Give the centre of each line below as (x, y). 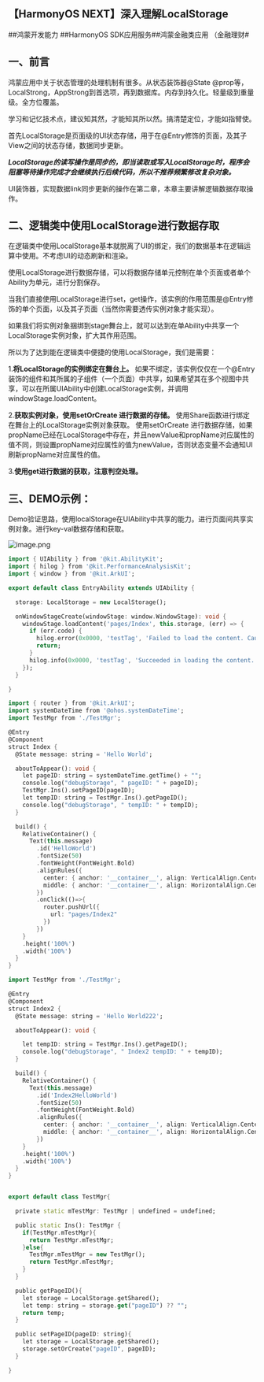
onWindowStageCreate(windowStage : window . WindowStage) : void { (121, 617)
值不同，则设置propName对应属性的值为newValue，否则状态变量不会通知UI (130, 445)
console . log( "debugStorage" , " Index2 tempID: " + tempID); (123, 1052)
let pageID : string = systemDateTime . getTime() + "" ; (112, 776)
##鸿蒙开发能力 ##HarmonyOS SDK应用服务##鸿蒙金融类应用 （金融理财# (129, 35)
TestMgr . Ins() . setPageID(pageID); (79, 791)
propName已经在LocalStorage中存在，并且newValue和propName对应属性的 (131, 435)
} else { (33, 1247)
